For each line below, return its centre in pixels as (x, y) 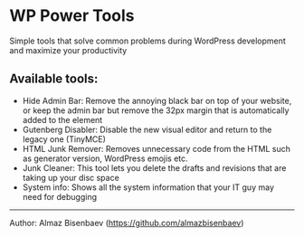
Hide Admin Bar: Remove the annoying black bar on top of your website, (157, 100)
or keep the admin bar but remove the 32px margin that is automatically (156, 110)
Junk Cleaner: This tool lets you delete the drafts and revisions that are (154, 167)
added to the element (62, 119)
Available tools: (54, 79)
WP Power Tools (72, 16)
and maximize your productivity (68, 50)
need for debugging (60, 196)
